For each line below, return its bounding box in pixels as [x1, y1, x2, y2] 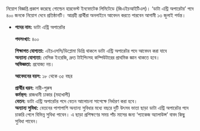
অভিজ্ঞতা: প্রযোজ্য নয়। [14, 60, 55, 68]
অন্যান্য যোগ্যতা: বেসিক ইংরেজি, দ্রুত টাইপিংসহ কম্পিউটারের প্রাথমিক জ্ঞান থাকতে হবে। [14, 54, 160, 61]
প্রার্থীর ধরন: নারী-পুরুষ [14, 84, 52, 91]
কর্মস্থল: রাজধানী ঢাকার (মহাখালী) [14, 91, 70, 98]
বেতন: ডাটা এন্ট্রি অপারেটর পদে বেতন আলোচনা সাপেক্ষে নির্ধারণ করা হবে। [14, 98, 138, 104]
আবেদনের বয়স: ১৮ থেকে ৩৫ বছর [14, 72, 73, 79]
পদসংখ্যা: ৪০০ [14, 36, 39, 42]
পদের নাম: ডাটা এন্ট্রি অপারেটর [14, 24, 65, 30]
